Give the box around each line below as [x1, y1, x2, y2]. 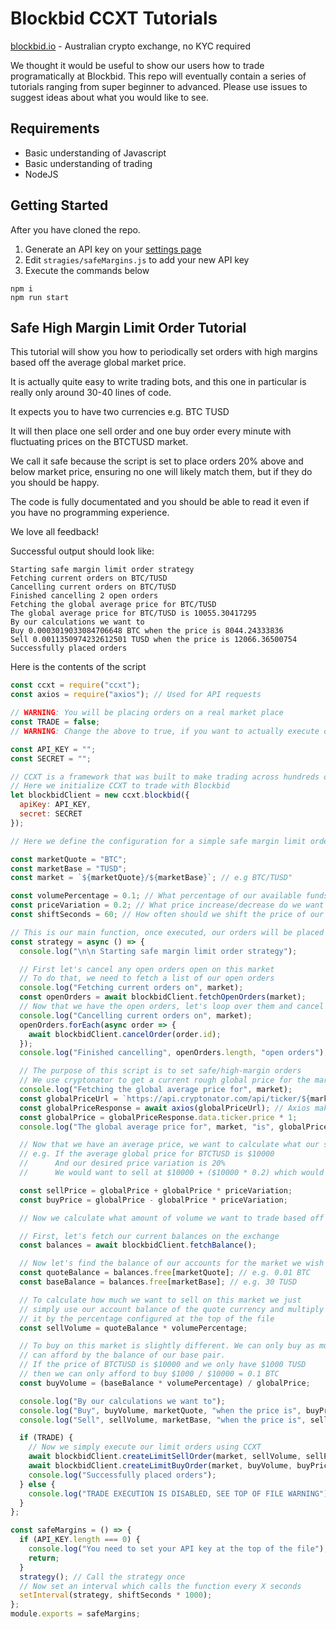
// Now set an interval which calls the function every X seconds [19, 1581, 302, 1591]
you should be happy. [10, 477, 100, 489]
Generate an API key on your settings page [24, 243, 202, 255]
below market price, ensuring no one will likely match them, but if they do [10, 466, 313, 478]
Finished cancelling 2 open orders [10, 591, 159, 601]
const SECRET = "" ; [10, 753, 92, 764]
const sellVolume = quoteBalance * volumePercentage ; [19, 1323, 248, 1333]
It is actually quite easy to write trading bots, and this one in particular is [10, 376, 307, 388]
